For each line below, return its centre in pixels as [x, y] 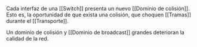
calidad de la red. [27, 38]
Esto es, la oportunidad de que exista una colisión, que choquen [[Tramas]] [99, 15]
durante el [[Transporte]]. [37, 21]
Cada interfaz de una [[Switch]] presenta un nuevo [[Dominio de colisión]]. [98, 9]
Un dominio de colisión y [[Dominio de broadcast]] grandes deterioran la [96, 32]
